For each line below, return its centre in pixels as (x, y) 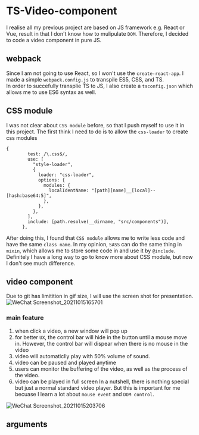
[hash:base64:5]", (29, 195)
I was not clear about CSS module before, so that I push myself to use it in (95, 125)
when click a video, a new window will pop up (71, 331)
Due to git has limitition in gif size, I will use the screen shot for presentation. (100, 296)
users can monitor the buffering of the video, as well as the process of (101, 369)
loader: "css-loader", (66, 175)
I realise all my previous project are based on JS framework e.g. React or (95, 27)
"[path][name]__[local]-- (124, 190)
